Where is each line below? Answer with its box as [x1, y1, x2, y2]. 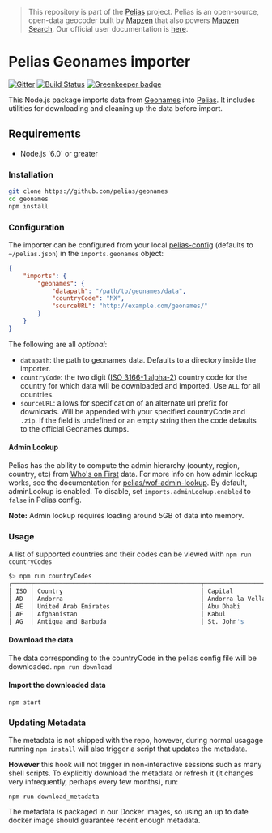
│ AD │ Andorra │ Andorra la [8, 595, 244, 603]
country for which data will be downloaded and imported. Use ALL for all [19, 380, 261, 390]
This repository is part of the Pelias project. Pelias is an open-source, [28, 7, 259, 16]
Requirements [8, 127, 81, 141]
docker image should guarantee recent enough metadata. [8, 815, 201, 826]
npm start [8, 698, 42, 706]
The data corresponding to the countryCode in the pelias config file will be [8, 653, 257, 663]
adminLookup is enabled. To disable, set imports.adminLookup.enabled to [8, 487, 251, 496]
